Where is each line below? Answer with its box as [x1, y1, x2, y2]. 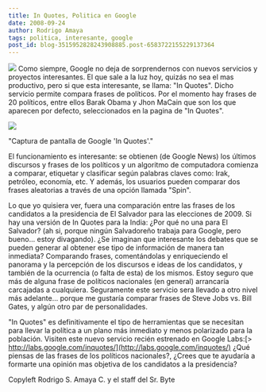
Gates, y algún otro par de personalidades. [8, 302, 148, 312]
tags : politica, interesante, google [8, 33, 133, 42]
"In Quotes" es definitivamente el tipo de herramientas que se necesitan [8, 317, 245, 327]
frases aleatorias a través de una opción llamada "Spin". [8, 186, 192, 195]
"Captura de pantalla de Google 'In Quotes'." [8, 136, 153, 146]
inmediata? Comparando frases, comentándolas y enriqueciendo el [8, 252, 229, 261]
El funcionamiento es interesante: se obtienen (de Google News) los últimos [8, 152, 256, 161]
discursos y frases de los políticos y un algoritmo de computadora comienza [8, 160, 259, 170]
